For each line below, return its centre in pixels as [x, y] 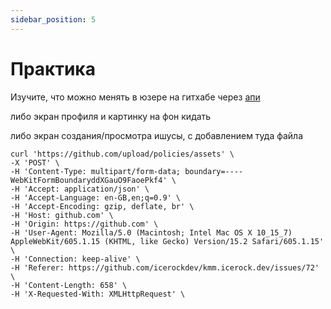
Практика [53, 68]
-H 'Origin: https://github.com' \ [84, 224]
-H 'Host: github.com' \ [62, 215]
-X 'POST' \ [35, 162]
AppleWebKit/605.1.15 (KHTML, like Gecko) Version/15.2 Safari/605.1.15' [167, 241]
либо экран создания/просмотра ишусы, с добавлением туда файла [157, 135]
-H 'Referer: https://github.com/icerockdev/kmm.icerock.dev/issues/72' [165, 267]
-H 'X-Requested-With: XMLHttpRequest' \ [98, 294]
